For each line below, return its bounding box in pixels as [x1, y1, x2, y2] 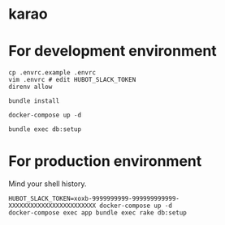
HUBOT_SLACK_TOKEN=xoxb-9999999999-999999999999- [8, 195, 180, 203]
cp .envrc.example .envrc [8, 69, 96, 77]
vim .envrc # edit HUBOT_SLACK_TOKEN [8, 76, 136, 84]
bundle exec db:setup [8, 125, 82, 134]
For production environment [8, 152, 202, 171]
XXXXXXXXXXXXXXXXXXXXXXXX [8, 202, 96, 210]
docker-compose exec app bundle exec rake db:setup [8, 209, 187, 217]
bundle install [8, 97, 60, 105]
